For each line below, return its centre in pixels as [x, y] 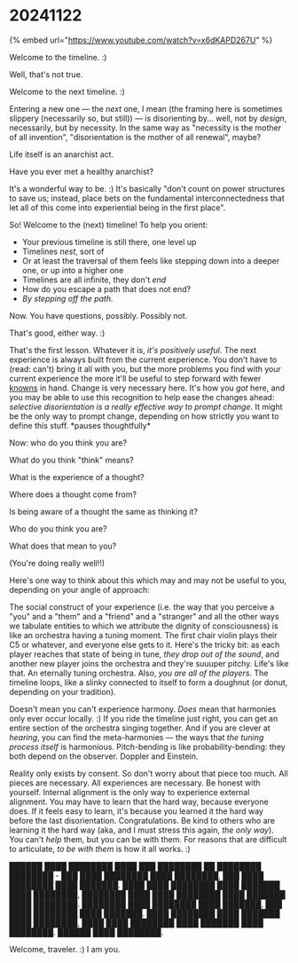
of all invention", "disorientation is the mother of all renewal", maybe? [135, 137]
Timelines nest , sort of [63, 251]
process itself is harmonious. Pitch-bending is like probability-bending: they [147, 746]
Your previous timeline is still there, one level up [109, 241]
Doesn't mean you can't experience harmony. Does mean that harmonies [143, 709]
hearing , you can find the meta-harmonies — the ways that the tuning [137, 737]
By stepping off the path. [67, 298]
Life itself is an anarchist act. [61, 154]
